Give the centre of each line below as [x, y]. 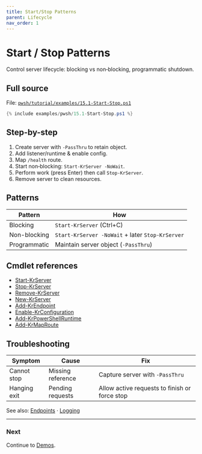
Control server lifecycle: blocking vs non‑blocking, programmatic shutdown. [100, 69]
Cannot [20, 371]
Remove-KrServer [37, 293]
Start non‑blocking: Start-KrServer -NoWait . [70, 166]
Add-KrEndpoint [35, 306]
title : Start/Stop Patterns [41, 12]
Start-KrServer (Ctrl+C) [89, 225]
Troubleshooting [38, 344]
